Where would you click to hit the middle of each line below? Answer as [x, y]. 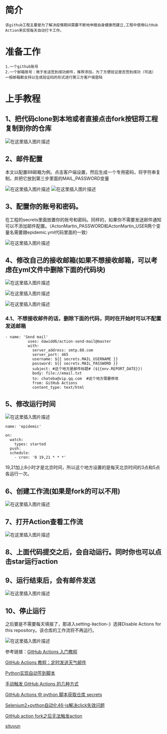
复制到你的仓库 [28, 128]
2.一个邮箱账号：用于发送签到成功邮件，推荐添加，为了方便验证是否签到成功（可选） [80, 72]
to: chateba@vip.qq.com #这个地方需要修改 [75, 379]
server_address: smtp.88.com [63, 350]
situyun [13, 726]
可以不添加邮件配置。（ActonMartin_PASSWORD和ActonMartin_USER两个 [81, 226]
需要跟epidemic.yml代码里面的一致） [52, 232]
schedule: [20, 453]
